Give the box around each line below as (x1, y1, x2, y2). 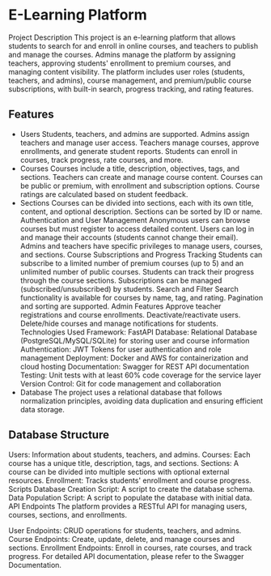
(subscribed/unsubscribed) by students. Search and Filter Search (19, 284, 239, 293)
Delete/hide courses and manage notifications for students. (19, 318, 218, 328)
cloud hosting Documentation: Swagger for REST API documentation (19, 361, 249, 371)
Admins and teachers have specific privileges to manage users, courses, (19, 241, 263, 250)
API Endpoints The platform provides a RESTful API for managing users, (8, 501, 248, 511)
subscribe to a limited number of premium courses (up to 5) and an (19, 258, 244, 268)
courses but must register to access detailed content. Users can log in (19, 224, 255, 233)
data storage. (19, 404, 65, 414)
